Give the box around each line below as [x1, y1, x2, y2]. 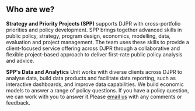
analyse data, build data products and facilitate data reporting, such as [6, 74, 176, 81]
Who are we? [6, 5, 55, 15]
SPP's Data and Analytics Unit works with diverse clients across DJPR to [6, 68, 183, 75]
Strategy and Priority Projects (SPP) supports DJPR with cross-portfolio [6, 20, 181, 27]
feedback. [6, 99, 30, 106]
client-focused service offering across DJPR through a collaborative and [6, 45, 180, 52]
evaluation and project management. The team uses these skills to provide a [6, 38, 190, 45]
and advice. [6, 57, 34, 64]
